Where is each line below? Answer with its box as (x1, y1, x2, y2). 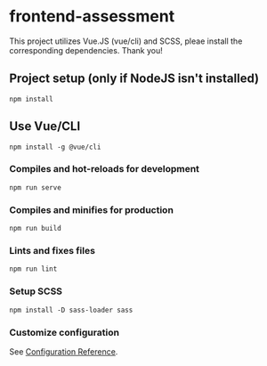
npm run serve (9, 183, 62, 192)
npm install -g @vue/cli (9, 142, 101, 151)
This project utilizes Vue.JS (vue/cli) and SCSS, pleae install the (9, 36, 243, 46)
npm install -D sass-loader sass (9, 305, 133, 314)
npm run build (9, 224, 62, 233)
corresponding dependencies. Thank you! (9, 45, 163, 55)
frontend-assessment (9, 6, 175, 27)
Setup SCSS (9, 285, 63, 297)
